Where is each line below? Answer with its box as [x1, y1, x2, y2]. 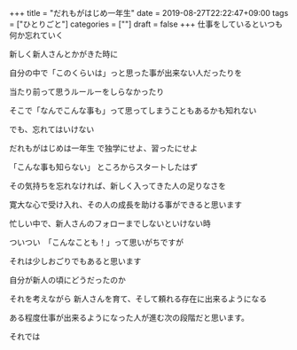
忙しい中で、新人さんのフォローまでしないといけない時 [9, 218, 211, 229]
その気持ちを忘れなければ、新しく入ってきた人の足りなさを [9, 181, 226, 191]
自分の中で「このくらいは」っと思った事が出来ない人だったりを [9, 67, 242, 78]
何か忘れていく [9, 30, 64, 40]
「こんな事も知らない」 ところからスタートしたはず [9, 162, 198, 172]
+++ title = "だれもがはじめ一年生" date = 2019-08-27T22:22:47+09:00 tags [9, 8, 289, 18]
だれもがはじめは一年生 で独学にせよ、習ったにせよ [9, 143, 198, 153]
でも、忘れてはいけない [9, 124, 95, 135]
